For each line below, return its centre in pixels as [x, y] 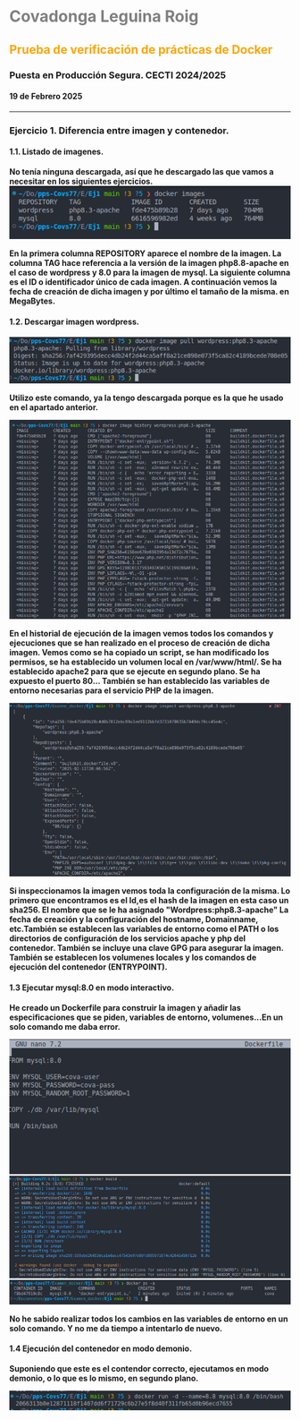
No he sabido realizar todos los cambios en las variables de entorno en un [149, 1319]
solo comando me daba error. [65, 1026]
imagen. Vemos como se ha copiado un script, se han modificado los [139, 652]
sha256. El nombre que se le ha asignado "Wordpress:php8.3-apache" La [149, 910]
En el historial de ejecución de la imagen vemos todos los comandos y [142, 633]
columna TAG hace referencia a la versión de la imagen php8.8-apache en [149, 263]
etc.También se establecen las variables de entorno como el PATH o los [144, 929]
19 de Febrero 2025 [46, 97]
